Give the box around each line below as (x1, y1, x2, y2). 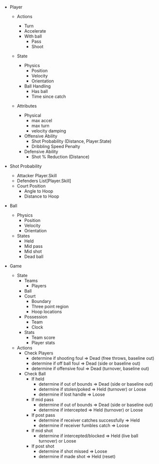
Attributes (17, 103, 37, 109)
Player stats (31, 340, 55, 345)
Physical (24, 112, 41, 118)
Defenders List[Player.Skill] (17, 178, 71, 184)
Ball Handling (24, 83, 51, 89)
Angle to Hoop (24, 188, 53, 194)
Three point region (31, 304, 69, 309)
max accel (31, 118, 53, 123)
